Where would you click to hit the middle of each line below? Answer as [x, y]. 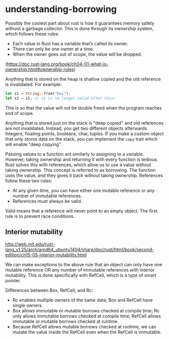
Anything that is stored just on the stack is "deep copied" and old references [84, 123]
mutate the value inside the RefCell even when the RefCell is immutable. [87, 332]
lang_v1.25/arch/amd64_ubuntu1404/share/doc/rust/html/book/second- [80, 249]
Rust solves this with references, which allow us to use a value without [78, 165]
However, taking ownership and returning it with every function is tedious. [82, 159]
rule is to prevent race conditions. [40, 216]
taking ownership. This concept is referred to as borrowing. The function [80, 170]
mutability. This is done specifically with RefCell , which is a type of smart [81, 275]
